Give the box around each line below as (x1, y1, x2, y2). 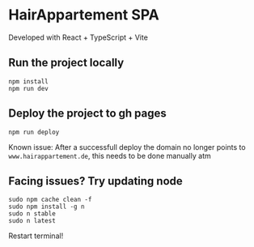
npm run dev (8, 84, 49, 92)
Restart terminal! (8, 231, 64, 241)
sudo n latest (8, 217, 57, 225)
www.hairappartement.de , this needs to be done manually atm (8, 151, 212, 160)
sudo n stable (8, 210, 57, 218)
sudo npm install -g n (8, 202, 85, 211)
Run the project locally (8, 56, 125, 70)
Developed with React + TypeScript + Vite (8, 32, 148, 42)
